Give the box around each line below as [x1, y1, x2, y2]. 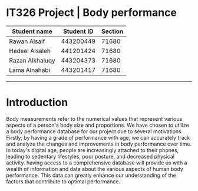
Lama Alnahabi [9, 65, 50, 74]
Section [101, 27, 124, 35]
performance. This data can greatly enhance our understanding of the [6, 172, 176, 179]
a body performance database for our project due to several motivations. [6, 127, 183, 135]
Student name [11, 27, 53, 35]
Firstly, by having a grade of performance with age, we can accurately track [6, 134, 190, 141]
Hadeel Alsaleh [9, 47, 51, 55]
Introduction [6, 96, 68, 109]
